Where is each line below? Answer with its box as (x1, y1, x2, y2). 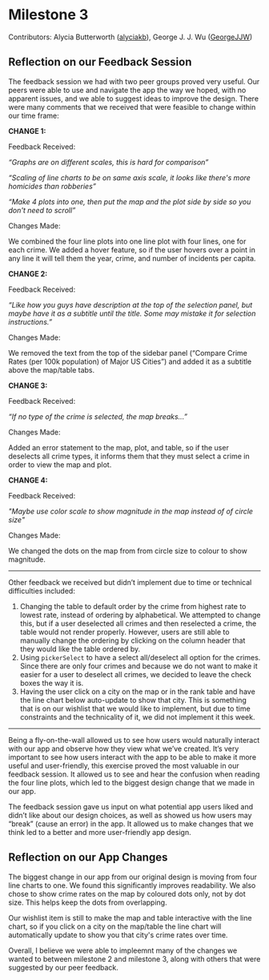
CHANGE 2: (8, 268, 48, 278)
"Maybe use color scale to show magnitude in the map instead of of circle (8, 506, 254, 516)
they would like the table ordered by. (19, 643, 141, 654)
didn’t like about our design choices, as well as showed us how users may (8, 810, 252, 820)
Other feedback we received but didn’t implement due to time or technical (8, 577, 252, 587)
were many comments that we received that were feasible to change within (8, 102, 256, 111)
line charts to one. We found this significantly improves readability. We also (8, 880, 256, 890)
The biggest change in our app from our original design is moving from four (8, 872, 258, 881)
